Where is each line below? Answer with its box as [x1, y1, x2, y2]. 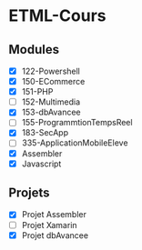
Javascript [21, 158, 62, 169]
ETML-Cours [8, 5, 106, 26]
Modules [8, 42, 60, 57]
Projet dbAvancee [21, 229, 88, 241]
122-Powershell [21, 65, 81, 76]
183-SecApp [21, 127, 69, 138]
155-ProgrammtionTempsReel [21, 117, 133, 128]
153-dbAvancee [21, 106, 81, 118]
